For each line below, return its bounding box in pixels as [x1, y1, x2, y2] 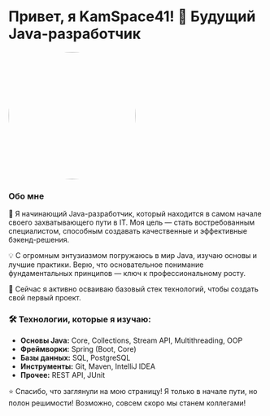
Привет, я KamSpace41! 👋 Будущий [8, 7, 256, 26]
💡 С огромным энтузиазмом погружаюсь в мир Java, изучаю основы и [8, 251, 258, 261]
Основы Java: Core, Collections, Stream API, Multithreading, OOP [20, 335, 243, 345]
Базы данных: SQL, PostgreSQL [20, 353, 131, 362]
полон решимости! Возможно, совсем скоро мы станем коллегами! [8, 398, 246, 408]
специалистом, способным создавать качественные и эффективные [8, 226, 248, 236]
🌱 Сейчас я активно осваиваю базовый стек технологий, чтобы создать [8, 284, 259, 294]
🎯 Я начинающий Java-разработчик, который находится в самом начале [8, 209, 262, 219]
